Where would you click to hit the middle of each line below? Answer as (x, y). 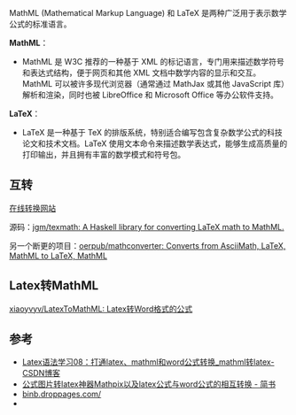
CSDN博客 (41, 373)
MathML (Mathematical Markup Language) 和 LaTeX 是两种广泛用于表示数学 (148, 13)
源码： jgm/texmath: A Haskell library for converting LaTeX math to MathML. (147, 227)
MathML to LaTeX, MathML (58, 256)
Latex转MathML (54, 286)
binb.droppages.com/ (62, 394)
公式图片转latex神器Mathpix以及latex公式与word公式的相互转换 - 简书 (149, 384)
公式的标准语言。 (40, 24)
